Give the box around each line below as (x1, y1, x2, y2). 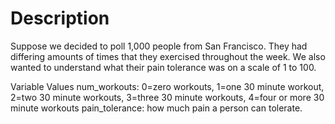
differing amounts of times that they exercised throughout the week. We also (10, 50, 326, 62)
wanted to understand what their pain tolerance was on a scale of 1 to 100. (10, 61, 317, 73)
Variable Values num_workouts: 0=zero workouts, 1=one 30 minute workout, (10, 80, 325, 92)
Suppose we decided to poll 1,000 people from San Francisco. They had (10, 40, 308, 52)
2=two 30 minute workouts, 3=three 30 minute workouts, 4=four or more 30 (10, 91, 325, 103)
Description (10, 7, 110, 30)
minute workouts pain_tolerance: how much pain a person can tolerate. (10, 102, 303, 114)
